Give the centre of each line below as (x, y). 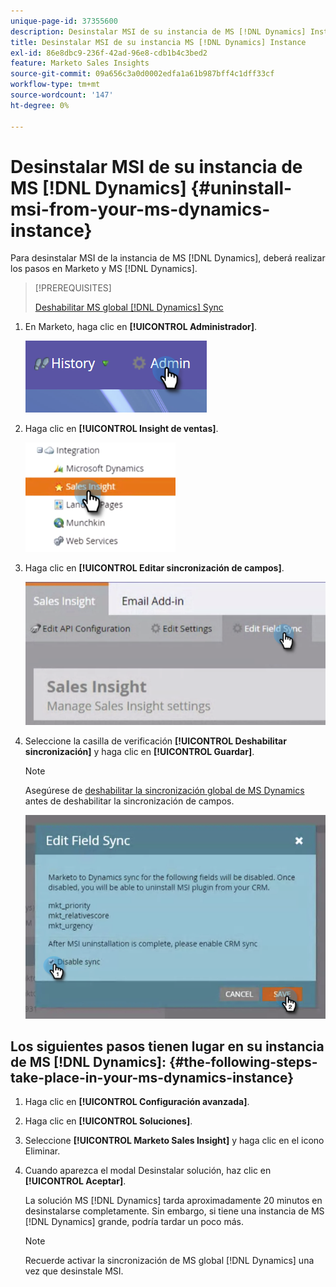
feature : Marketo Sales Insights (80, 63)
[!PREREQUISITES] (73, 288)
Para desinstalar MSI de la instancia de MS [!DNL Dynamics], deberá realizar (168, 258)
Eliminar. (42, 1151)
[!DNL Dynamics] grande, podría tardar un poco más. (134, 1222)
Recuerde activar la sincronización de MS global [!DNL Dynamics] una (169, 1261)
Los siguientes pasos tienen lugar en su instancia (167, 1046)
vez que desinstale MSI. (74, 1271)
